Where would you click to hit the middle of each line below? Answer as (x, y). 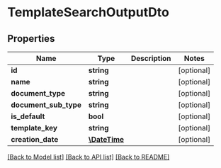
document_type (38, 93)
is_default (28, 116)
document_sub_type (46, 105)
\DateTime (106, 139)
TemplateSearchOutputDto (89, 12)
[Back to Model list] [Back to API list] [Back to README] (89, 157)
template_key (34, 128)
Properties (31, 39)
